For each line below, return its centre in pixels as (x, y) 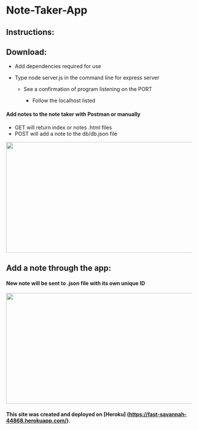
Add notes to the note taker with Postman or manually (73, 114)
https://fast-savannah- (158, 414)
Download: (27, 52)
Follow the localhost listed (64, 100)
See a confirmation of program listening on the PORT (88, 89)
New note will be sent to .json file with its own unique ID (76, 283)
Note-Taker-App (47, 10)
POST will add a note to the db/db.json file (66, 133)
